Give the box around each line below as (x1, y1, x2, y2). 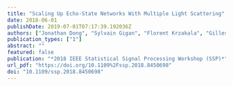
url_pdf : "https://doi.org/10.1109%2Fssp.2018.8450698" (7, 62, 172, 69)
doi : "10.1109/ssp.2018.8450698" (7, 68, 104, 75)
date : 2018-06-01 (7, 17, 58, 24)
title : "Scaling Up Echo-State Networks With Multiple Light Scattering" (7, 10, 225, 17)
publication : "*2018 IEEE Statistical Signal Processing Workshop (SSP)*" (7, 55, 228, 62)
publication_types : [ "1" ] (7, 36, 82, 43)
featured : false (7, 49, 54, 56)
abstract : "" (7, 42, 45, 49)
